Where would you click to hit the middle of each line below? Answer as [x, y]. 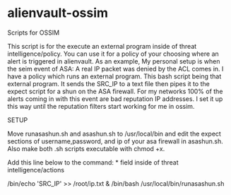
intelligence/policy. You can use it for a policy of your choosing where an [113, 54]
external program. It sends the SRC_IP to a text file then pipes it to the [108, 83]
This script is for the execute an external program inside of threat [102, 46]
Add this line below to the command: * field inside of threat [93, 162]
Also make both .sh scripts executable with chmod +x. [86, 148]
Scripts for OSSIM [34, 32]
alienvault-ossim [58, 13]
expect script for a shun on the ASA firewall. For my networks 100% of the [115, 91]
